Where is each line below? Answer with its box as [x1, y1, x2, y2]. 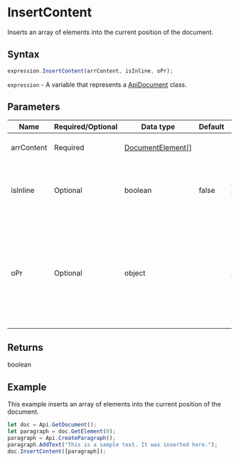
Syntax [7, 48, 40, 61]
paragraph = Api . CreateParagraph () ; [7, 434, 116, 441]
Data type [141, 122, 176, 132]
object [124, 268, 146, 278]
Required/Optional [54, 122, 118, 132]
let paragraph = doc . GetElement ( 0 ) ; [7, 428, 116, 435]
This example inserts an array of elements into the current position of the [7, 400, 222, 409]
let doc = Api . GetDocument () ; [7, 421, 97, 429]
